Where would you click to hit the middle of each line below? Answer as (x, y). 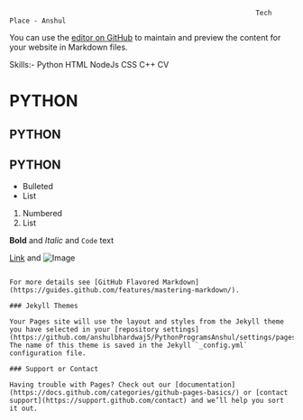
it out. (24, 409)
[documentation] (205, 385)
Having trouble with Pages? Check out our (90, 385)
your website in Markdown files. (69, 47)
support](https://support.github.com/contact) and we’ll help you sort (147, 401)
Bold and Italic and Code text (62, 241)
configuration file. (48, 353)
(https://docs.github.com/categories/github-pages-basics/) (125, 393)
